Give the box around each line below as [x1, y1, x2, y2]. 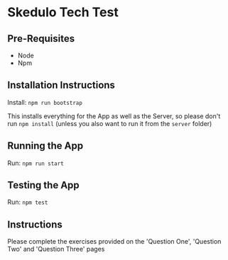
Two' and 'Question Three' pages [7, 245, 105, 254]
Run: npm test [7, 198, 48, 206]
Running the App [7, 140, 84, 152]
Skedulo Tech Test [7, 4, 119, 21]
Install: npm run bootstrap [7, 98, 83, 106]
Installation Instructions [7, 79, 116, 91]
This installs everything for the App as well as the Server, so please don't [7, 111, 221, 120]
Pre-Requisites [7, 33, 75, 45]
